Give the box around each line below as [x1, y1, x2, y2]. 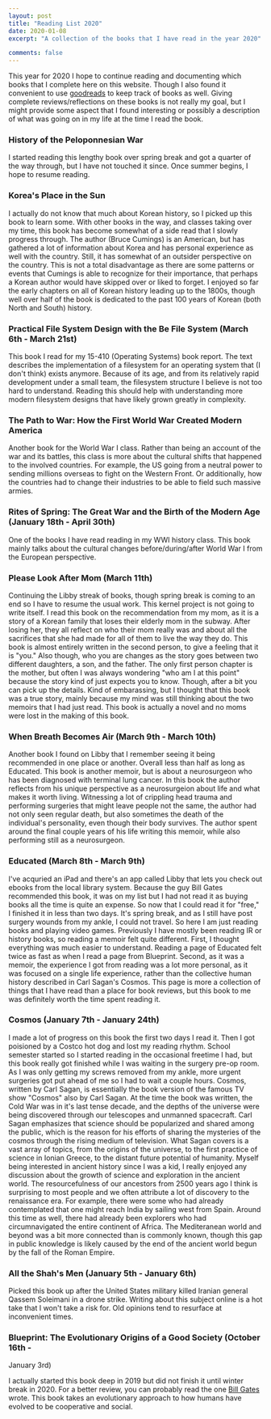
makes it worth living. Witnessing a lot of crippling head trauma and [8, 792, 232, 802]
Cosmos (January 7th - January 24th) [8, 1014, 160, 1025]
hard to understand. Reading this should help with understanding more [8, 386, 244, 396]
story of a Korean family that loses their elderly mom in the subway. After [8, 616, 251, 626]
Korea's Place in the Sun [8, 190, 106, 201]
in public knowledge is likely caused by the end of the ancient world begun [8, 1239, 257, 1248]
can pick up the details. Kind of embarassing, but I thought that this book [8, 685, 251, 695]
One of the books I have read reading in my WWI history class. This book [8, 534, 252, 544]
